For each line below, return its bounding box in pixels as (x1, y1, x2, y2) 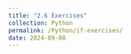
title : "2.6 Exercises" (8, 11, 88, 20)
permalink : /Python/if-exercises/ (8, 26, 124, 34)
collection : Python (8, 19, 73, 27)
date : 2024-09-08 (8, 33, 66, 42)
